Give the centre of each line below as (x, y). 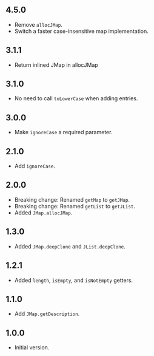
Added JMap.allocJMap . (43, 213)
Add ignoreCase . (35, 166)
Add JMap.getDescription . (47, 314)
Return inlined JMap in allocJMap (56, 65)
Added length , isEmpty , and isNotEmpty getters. (74, 280)
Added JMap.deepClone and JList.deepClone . (70, 246)
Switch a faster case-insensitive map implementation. (82, 31)
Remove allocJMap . (38, 24)
